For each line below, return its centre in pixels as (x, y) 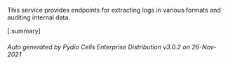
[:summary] (24, 31)
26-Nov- (204, 47)
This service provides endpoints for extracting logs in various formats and (114, 10)
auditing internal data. (39, 17)
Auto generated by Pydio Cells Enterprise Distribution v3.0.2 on (99, 47)
